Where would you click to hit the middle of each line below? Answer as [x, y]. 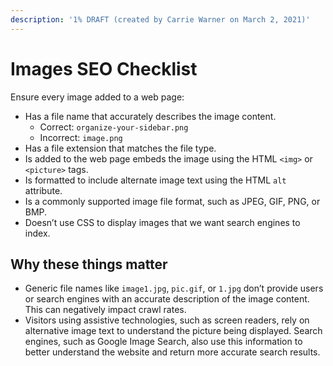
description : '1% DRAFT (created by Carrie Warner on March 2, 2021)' [160, 19]
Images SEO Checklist [104, 68]
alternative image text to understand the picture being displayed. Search [173, 331]
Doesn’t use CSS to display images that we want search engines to [162, 222]
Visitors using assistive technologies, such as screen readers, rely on [167, 320]
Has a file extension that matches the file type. [120, 148]
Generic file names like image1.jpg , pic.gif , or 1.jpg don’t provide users [174, 288]
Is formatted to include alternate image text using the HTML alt [155, 180]
